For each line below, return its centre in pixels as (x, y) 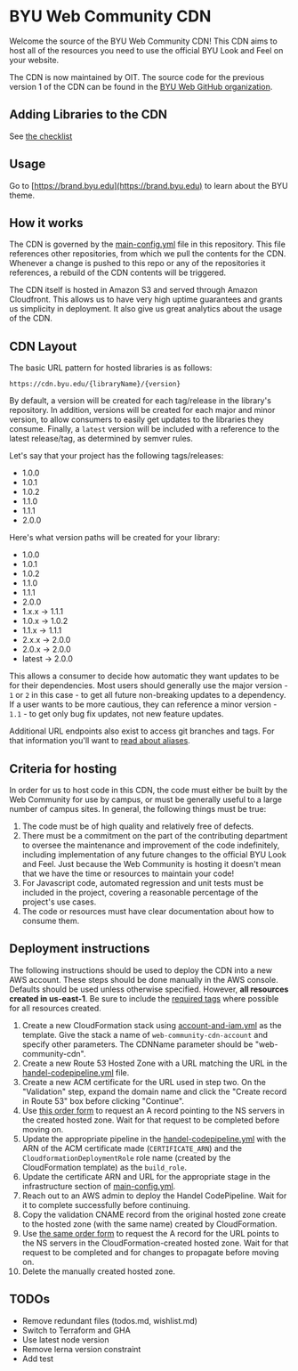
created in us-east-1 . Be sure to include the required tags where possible (144, 998)
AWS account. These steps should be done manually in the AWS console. (144, 979)
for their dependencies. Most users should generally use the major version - (149, 685)
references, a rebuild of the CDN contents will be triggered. (118, 272)
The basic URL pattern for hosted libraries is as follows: (111, 368)
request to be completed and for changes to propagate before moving (150, 1252)
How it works (46, 223)
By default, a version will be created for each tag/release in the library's (140, 401)
